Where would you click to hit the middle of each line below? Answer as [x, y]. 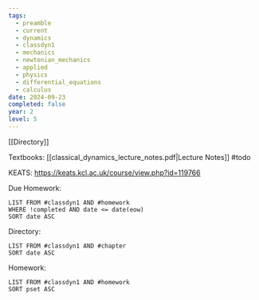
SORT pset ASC [32, 289]
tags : [17, 16]
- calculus [33, 90]
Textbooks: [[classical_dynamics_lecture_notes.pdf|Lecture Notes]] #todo [129, 157]
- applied [31, 68]
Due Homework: [35, 188]
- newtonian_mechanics [53, 60]
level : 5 [23, 119]
